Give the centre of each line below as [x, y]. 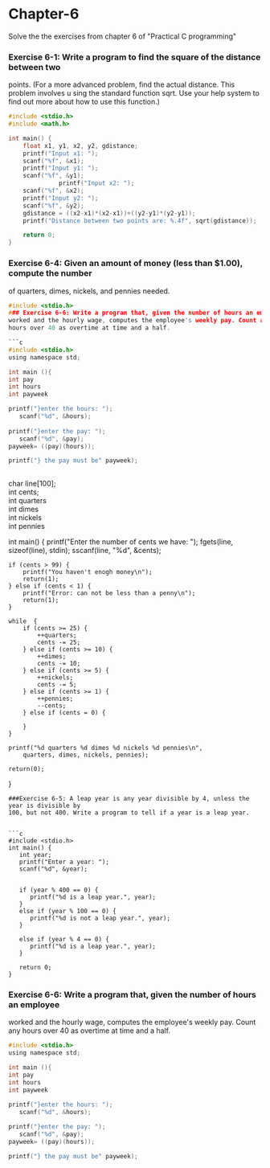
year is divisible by [45, 806]
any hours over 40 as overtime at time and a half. [90, 1031]
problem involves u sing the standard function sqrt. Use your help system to [134, 93]
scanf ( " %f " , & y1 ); [53, 176]
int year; [35, 855]
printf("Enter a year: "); [64, 862]
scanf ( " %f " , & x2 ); [53, 191]
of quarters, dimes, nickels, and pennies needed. [89, 291]
